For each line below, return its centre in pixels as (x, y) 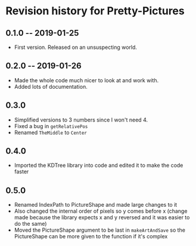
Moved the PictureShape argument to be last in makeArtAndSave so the (100, 230)
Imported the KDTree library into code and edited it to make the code (99, 166)
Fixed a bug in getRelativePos (51, 126)
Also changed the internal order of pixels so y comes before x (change (101, 211)
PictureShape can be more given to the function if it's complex (91, 236)
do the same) (30, 224)
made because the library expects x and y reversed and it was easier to (102, 217)
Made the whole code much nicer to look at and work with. (86, 80)
